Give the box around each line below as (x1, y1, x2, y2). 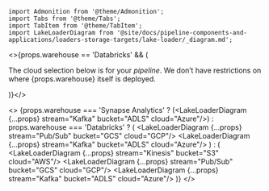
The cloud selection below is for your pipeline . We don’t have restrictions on (8, 65, 262, 75)
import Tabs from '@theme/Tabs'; (8, 15, 121, 23)
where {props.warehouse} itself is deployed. (8, 74, 156, 84)
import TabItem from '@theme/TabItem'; (8, 22, 143, 30)
